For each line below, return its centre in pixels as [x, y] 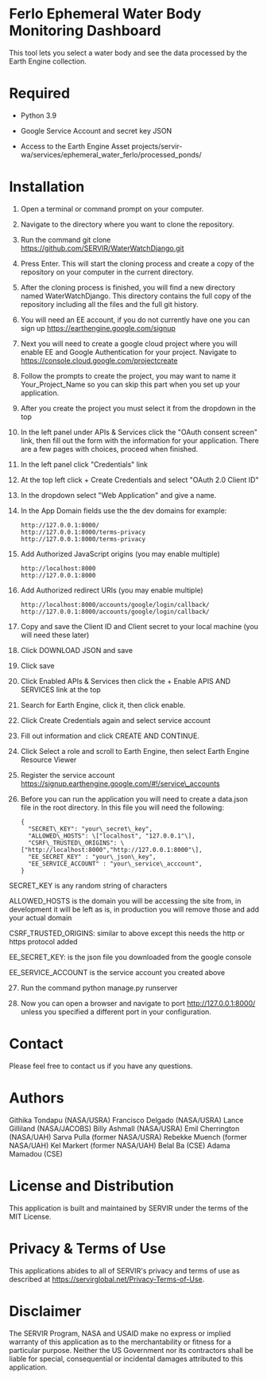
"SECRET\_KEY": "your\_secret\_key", [91, 829]
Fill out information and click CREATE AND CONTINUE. [110, 736]
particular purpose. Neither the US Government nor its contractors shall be [131, 1350]
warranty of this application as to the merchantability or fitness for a [120, 1342]
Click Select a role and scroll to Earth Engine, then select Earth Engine [135, 751]
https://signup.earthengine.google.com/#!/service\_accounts [120, 783]
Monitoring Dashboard [85, 31]
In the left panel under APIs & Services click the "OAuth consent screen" [139, 432]
